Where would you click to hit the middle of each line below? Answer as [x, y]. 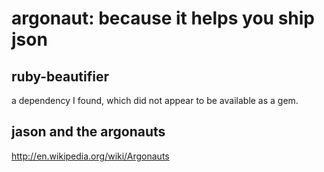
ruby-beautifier [60, 76]
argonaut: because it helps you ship [163, 18]
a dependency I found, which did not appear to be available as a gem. [155, 100]
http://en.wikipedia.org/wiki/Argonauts [90, 156]
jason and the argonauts [88, 132]
